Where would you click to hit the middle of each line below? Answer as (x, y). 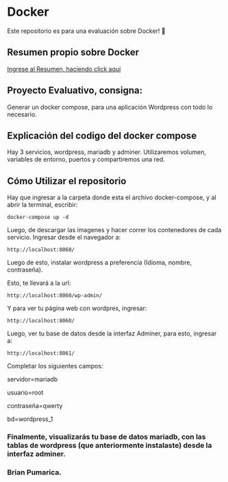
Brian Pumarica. (34, 472)
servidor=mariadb (33, 379)
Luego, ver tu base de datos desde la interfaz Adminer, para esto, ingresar (112, 333)
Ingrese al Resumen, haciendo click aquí (64, 68)
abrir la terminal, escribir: (42, 205)
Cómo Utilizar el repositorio (67, 181)
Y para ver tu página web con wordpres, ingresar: (77, 308)
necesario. (22, 114)
